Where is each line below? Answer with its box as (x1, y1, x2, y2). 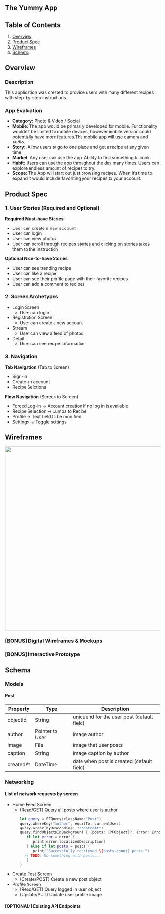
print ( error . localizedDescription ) (32, 839, 106, 844)
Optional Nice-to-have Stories (5, 256, 68, 261)
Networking (5, 778, 34, 785)
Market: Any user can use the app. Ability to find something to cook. (12, 155, 151, 161)
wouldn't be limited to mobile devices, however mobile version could (12, 129, 151, 135)
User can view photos (12, 235, 57, 241)
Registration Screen (12, 314, 53, 321)
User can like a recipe (12, 270, 56, 276)
